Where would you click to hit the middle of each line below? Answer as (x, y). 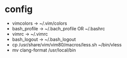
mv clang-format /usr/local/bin (44, 50)
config (19, 9)
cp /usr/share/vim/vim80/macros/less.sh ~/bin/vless (67, 44)
